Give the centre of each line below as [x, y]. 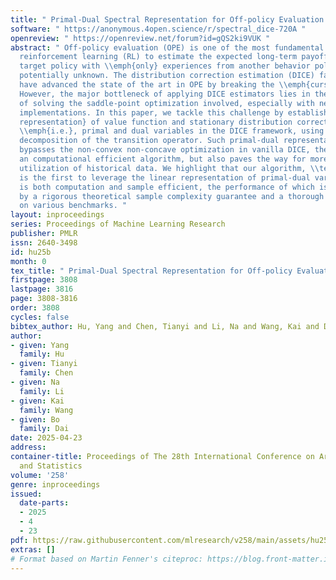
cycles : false [40, 317]
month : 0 [28, 261]
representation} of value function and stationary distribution [156, 122]
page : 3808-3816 [44, 299]
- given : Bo [35, 419]
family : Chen [46, 373]
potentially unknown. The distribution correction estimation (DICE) [167, 76]
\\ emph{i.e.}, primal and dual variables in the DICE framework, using [172, 131]
